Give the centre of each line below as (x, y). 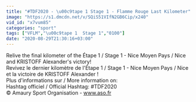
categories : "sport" (31, 28)
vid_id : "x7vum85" (29, 22)
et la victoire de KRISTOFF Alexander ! (52, 74)
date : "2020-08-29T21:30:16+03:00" (50, 39)
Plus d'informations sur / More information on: (62, 80)
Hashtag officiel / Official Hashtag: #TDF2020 (62, 86)
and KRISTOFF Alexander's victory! (49, 62)
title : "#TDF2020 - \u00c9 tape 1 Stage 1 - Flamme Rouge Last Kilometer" (99, 11)
